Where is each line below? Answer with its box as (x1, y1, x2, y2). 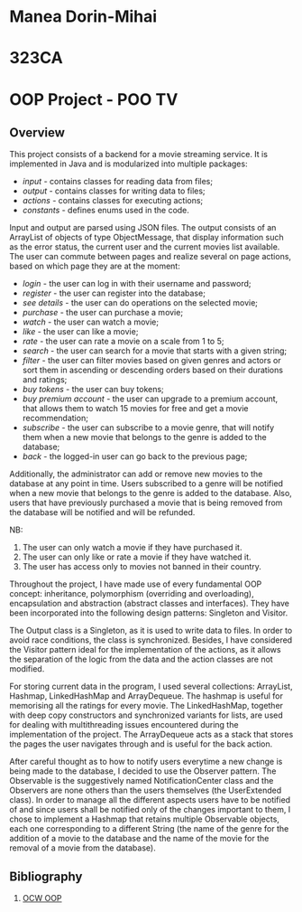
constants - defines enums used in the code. (22, 205, 189, 216)
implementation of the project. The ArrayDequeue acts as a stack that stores (9, 729, 294, 740)
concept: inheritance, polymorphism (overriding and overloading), (9, 588, 254, 599)
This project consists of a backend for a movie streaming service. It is (9, 149, 269, 160)
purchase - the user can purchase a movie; (22, 307, 183, 318)
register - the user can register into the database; (22, 287, 206, 299)
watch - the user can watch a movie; (22, 316, 160, 327)
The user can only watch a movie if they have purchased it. (22, 542, 243, 553)
